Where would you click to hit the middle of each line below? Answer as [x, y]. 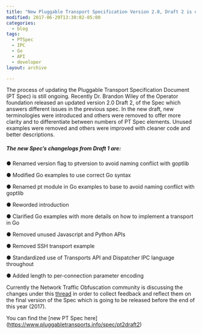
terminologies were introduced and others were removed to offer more [94, 115]
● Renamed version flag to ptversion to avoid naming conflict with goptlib [98, 163]
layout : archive [26, 68]
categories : [21, 23]
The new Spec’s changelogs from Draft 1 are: [64, 148]
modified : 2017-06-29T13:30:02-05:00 [54, 17]
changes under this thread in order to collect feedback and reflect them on [99, 294]
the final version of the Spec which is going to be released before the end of [101, 300]
